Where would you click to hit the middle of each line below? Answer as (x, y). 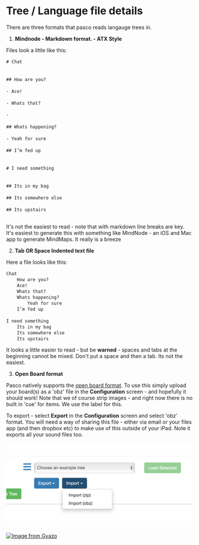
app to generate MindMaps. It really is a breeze (64, 239)
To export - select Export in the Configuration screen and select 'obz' (92, 415)
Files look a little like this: (36, 50)
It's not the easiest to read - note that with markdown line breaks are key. (95, 227)
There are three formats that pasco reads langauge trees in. (79, 27)
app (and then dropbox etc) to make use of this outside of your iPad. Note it (98, 428)
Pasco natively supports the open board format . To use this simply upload (96, 385)
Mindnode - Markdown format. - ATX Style (68, 38)
